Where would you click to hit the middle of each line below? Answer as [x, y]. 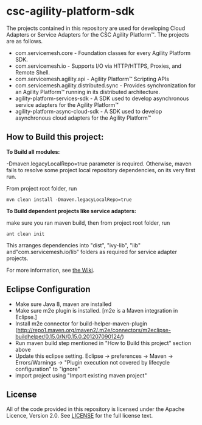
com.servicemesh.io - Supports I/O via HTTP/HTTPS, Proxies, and [98, 66]
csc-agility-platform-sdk [71, 11]
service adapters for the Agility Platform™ [67, 104]
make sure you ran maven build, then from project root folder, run [88, 223]
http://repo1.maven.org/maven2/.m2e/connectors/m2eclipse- [94, 330]
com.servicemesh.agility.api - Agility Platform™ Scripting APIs [92, 79]
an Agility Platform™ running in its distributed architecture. [87, 92]
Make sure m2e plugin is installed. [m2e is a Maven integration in [96, 310]
